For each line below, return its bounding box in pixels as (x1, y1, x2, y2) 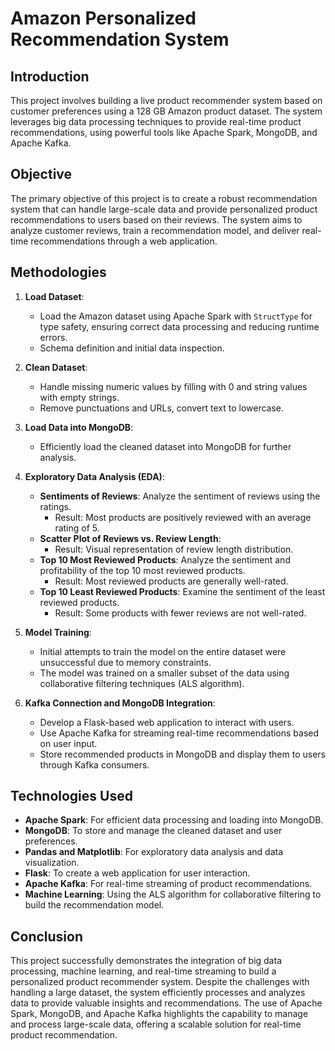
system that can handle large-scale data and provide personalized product (10, 203, 318, 215)
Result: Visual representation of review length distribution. (54, 543, 294, 555)
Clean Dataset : (24, 361, 88, 373)
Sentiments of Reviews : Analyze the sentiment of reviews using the (39, 490, 321, 502)
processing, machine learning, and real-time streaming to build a (10, 965, 277, 977)
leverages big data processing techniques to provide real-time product (10, 116, 302, 127)
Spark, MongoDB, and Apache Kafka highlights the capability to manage (10, 1008, 309, 1020)
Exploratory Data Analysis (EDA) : (24, 470, 165, 482)
